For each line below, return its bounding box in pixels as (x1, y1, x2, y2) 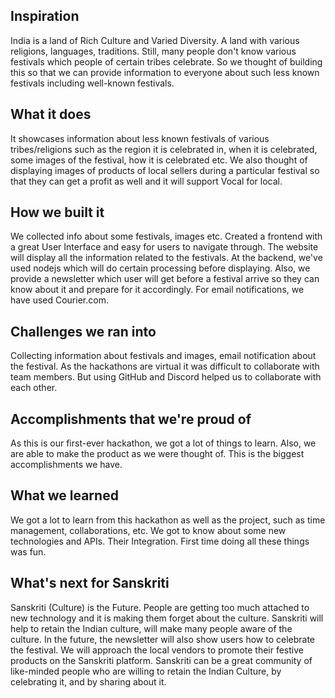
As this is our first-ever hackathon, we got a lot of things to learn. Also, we (10, 437, 317, 449)
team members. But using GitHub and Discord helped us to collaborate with (10, 371, 322, 383)
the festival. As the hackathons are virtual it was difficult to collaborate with (10, 360, 320, 373)
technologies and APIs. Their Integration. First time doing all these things (10, 535, 310, 547)
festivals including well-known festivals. (10, 77, 175, 89)
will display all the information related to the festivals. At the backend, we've (10, 252, 323, 264)
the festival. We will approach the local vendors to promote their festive (10, 644, 304, 656)
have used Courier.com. (10, 294, 109, 306)
